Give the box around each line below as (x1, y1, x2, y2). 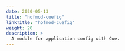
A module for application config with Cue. (11, 36, 120, 42)
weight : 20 (6, 25, 33, 31)
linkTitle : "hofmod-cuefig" (6, 19, 75, 25)
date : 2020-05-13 (6, 8, 49, 15)
